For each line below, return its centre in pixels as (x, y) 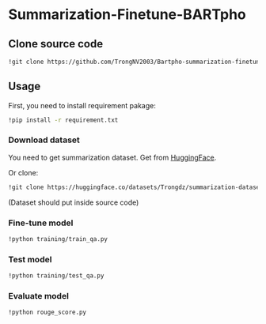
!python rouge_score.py (47, 313)
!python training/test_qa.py (56, 276)
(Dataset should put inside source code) (74, 202)
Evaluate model (39, 296)
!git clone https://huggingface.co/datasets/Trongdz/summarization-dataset (136, 187)
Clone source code (56, 44)
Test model (30, 259)
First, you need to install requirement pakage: (82, 105)
